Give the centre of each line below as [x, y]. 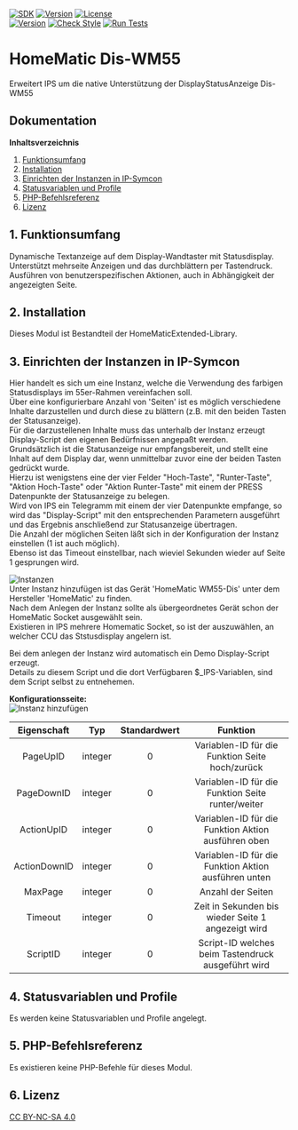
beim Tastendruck [237, 954]
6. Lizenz [35, 1096]
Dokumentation [53, 121]
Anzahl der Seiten [236, 892]
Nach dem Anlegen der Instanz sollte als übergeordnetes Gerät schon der [144, 608]
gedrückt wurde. [39, 468]
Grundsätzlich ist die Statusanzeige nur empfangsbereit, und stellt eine [139, 450]
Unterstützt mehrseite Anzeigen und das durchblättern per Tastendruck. [141, 266]
